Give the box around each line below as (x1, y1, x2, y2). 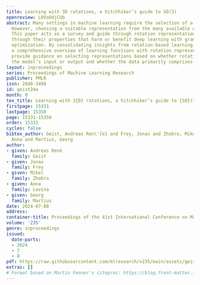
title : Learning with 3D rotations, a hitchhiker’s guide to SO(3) (6, 8, 177, 15)
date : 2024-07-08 (6, 203, 49, 209)
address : (6, 209, 28, 215)
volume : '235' (6, 220, 42, 226)
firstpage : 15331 (6, 103, 49, 109)
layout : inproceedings (6, 64, 62, 71)
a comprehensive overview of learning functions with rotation (11, 48, 171, 54)
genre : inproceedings (6, 225, 60, 231)
